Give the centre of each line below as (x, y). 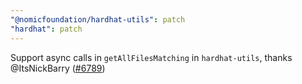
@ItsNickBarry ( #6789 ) (58, 68)
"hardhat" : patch (46, 29)
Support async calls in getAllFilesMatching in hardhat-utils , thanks (151, 57)
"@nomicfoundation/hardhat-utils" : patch (98, 19)
